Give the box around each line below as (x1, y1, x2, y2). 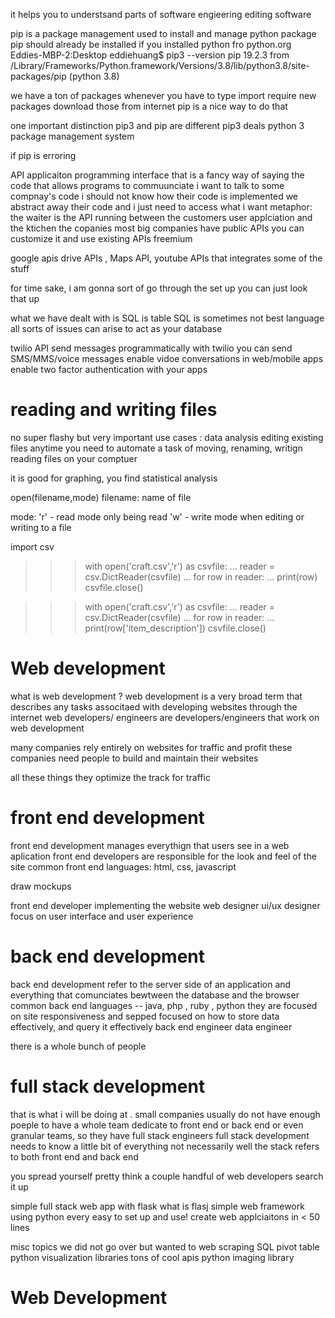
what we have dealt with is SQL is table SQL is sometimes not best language (10, 312, 325, 324)
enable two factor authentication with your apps (10, 364, 208, 375)
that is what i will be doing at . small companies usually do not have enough (10, 1108, 321, 1120)
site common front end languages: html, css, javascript (10, 860, 237, 873)
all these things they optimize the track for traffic (10, 771, 211, 783)
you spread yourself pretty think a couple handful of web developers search (10, 1170, 324, 1182)
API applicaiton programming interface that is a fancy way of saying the (10, 169, 305, 181)
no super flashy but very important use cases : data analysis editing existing (10, 431, 324, 443)
